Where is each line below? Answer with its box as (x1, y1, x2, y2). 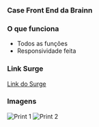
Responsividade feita (16, 47, 76, 55)
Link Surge (7, 64, 44, 73)
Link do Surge (7, 80, 46, 88)
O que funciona (7, 23, 59, 33)
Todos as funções (16, 40, 68, 48)
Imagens (7, 97, 37, 106)
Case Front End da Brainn (7, 5, 93, 15)
